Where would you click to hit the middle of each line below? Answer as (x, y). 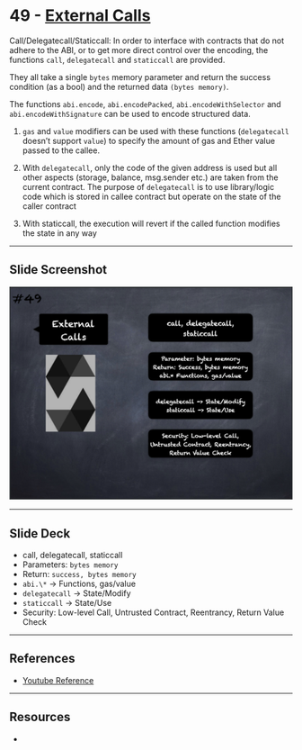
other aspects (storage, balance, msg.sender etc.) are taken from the (150, 177)
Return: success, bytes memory (79, 574)
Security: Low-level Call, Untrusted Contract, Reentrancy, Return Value (153, 612)
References (42, 659)
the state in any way (59, 233)
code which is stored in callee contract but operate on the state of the (151, 196)
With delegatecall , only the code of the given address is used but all (150, 167)
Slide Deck (40, 533)
